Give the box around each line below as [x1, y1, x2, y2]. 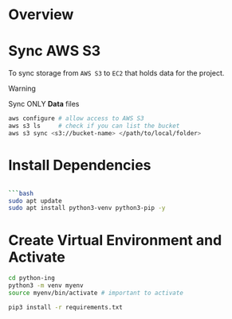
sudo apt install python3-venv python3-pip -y [8, 204, 166, 212]
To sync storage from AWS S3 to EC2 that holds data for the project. [8, 68, 225, 78]
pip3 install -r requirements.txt [8, 303, 124, 311]
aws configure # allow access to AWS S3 [8, 115, 145, 123]
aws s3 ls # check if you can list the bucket [8, 122, 180, 130]
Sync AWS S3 [8, 42, 101, 60]
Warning [8, 84, 36, 93]
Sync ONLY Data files [8, 99, 80, 109]
